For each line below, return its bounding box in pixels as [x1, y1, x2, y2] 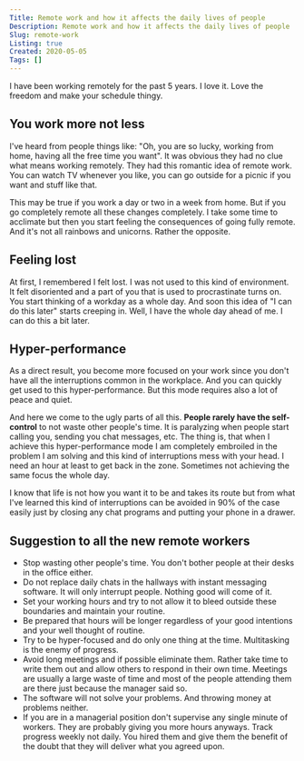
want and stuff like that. [9, 179, 98, 190]
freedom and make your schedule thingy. [9, 90, 163, 101]
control [9, 422, 38, 433]
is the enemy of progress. [22, 645, 120, 656]
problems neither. [22, 702, 89, 714]
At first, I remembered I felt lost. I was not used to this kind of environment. [9, 276, 289, 287]
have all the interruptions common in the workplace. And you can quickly [9, 375, 282, 386]
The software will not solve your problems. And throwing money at [22, 693, 272, 704]
